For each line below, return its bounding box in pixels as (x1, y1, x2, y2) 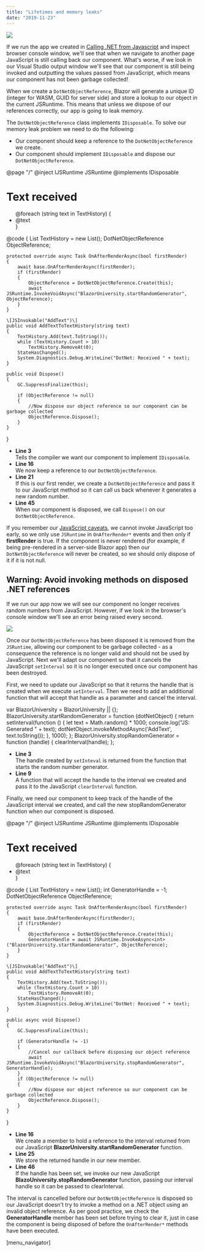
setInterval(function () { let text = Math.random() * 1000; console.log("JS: (6, 719, 190, 726)
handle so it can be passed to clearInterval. (15, 1183, 124, 1190)
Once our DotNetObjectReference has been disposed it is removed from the (6, 637, 195, 644)
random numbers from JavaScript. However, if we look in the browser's (6, 607, 187, 614)
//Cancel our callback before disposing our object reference (28, 1049, 190, 1055)
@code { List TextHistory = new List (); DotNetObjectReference (6, 235, 164, 242)
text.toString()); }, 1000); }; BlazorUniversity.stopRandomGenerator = (6, 732, 180, 740)
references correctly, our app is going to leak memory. (6, 107, 144, 114)
